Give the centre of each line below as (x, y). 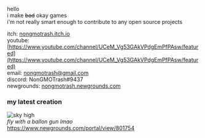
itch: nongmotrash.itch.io (38, 34)
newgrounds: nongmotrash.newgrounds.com (64, 86)
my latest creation (34, 102)
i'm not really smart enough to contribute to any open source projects (95, 22)
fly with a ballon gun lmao (40, 121)
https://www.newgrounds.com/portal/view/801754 (71, 128)
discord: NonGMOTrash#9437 (45, 79)
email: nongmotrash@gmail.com (48, 73)
